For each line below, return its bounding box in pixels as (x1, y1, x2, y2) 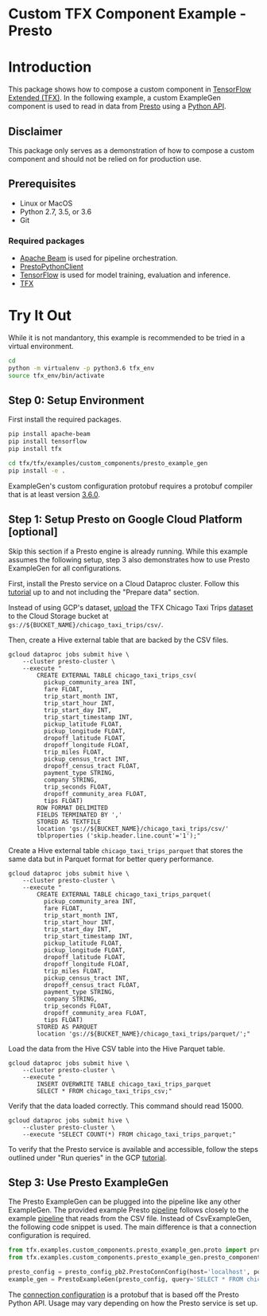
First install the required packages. (8, 415, 122, 425)
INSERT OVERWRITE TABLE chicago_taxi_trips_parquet (37, 1080, 212, 1088)
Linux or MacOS (19, 198, 73, 208)
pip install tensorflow (8, 437, 87, 446)
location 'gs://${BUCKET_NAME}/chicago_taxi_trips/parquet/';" (37, 1029, 250, 1038)
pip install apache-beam (8, 430, 91, 438)
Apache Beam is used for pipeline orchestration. (19, 253, 178, 263)
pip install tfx (8, 445, 62, 453)
